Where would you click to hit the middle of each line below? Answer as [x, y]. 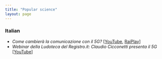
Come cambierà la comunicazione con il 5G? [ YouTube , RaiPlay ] [76, 41]
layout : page [18, 14]
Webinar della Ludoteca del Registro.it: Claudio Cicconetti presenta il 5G [84, 46]
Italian [13, 31]
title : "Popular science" [31, 9]
